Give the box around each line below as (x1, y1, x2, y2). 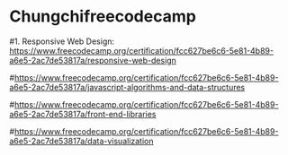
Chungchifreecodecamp (9, 6, 196, 27)
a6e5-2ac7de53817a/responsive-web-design (9, 55, 177, 65)
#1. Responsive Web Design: (9, 36, 115, 47)
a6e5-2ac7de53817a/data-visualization (9, 135, 155, 146)
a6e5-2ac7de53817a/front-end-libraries (9, 108, 157, 119)
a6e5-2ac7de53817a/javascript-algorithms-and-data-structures (9, 82, 246, 92)
